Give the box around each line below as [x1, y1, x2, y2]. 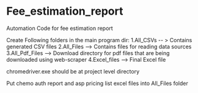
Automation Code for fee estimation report [6, 24, 113, 32]
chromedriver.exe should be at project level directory [6, 67, 140, 75]
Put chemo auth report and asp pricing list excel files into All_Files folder [6, 80, 188, 87]
